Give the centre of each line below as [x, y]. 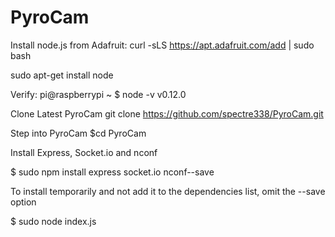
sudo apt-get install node [62, 75]
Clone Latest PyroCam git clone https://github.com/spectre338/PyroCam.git [167, 113]
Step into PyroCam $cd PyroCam [78, 133]
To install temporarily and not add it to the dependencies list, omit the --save [168, 191]
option [23, 202]
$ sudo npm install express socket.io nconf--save [112, 172]
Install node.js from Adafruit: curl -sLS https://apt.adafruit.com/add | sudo [162, 45]
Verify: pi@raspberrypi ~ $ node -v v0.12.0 [98, 94]
